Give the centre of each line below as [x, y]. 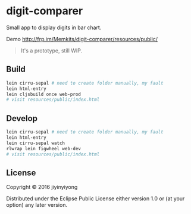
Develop [22, 118]
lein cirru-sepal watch [36, 143]
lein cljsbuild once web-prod [44, 94]
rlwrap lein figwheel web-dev [44, 148]
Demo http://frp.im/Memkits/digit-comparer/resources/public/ [82, 39]
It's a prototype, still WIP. [51, 50]
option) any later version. [37, 205]
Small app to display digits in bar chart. [54, 27]
